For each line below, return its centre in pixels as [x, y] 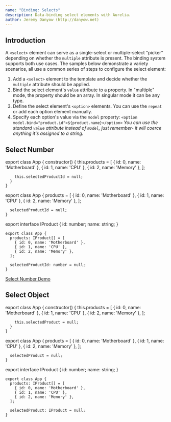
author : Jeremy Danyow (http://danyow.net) [52, 19]
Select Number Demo [28, 279]
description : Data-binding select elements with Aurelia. [68, 15]
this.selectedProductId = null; [49, 177]
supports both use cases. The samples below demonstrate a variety [77, 64]
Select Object [27, 295]
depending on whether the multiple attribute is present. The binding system [86, 58]
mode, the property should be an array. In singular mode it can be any [86, 95]
